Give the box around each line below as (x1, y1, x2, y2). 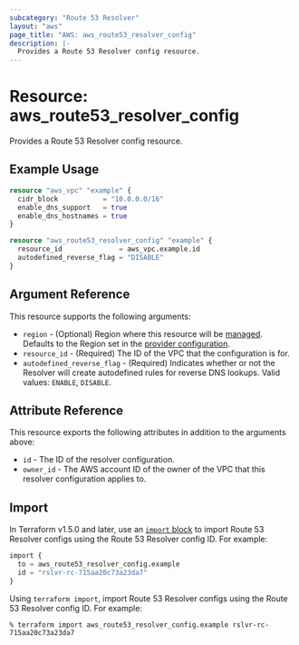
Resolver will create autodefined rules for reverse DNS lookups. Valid (22, 367, 281, 378)
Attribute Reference (9, 402, 124, 418)
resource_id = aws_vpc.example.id (17, 244, 201, 254)
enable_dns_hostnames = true (17, 211, 128, 221)
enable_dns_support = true (17, 203, 128, 212)
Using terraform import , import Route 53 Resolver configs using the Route (9, 592, 288, 604)
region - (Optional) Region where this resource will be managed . (22, 328, 263, 339)
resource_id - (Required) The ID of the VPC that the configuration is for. (22, 347, 290, 359)
